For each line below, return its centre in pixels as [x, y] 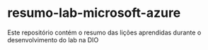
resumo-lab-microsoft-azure [94, 13]
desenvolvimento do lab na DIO [53, 39]
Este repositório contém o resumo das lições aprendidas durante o [104, 32]
